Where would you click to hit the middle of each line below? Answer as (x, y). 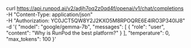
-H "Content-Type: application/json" (49, 14)
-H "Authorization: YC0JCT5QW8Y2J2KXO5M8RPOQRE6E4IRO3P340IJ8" (96, 21)
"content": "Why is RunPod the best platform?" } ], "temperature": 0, (88, 33)
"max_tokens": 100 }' (31, 39)
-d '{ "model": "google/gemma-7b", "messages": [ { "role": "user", (86, 27)
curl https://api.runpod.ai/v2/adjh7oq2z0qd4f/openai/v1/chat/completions (95, 8)
